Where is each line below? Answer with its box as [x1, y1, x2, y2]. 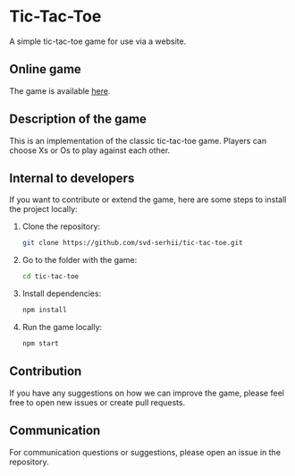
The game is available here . [9, 85, 111, 96]
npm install [21, 306, 67, 315]
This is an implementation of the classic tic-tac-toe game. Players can [9, 135, 266, 146]
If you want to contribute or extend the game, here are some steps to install [9, 194, 287, 205]
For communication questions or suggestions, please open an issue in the [9, 446, 282, 457]
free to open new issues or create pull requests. [9, 396, 186, 408]
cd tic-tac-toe [21, 272, 80, 281]
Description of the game [9, 112, 147, 127]
